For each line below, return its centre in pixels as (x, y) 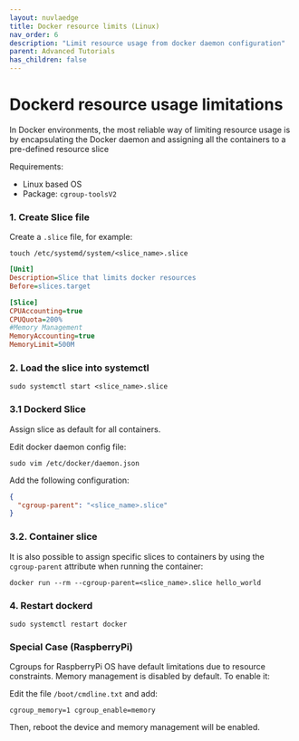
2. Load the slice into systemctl (79, 368)
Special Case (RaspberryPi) (71, 647)
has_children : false (48, 60)
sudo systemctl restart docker (68, 624)
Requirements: (36, 166)
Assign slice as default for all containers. (85, 429)
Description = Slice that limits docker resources (103, 278)
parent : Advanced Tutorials (63, 52)
